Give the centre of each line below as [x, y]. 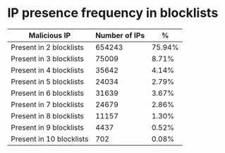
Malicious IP [50, 35]
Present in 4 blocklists [48, 70]
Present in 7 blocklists [48, 104]
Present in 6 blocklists [48, 93]
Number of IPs [120, 35]
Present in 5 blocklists [48, 81]
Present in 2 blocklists [48, 47]
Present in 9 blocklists [48, 127]
